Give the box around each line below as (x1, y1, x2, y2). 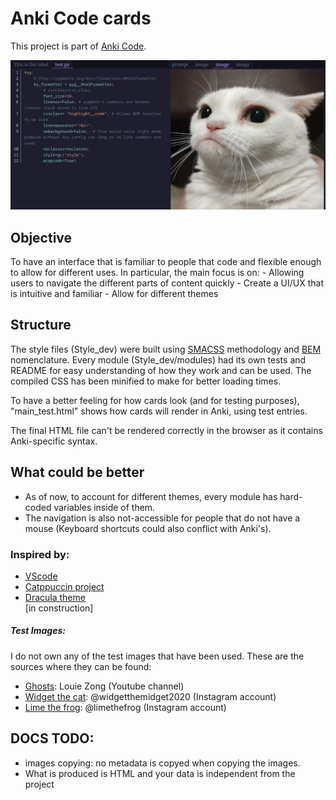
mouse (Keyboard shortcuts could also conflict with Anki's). (24, 522, 272, 534)
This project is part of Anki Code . (10, 40, 147, 52)
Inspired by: (10, 547, 70, 561)
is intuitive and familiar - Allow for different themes (10, 287, 219, 299)
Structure (10, 317, 72, 334)
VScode (24, 570, 58, 582)
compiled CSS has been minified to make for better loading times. (10, 375, 282, 387)
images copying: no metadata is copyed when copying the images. (24, 757, 301, 769)
